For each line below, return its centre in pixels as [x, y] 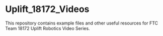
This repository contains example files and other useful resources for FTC [82, 23]
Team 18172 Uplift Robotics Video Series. [48, 28]
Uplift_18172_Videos [47, 9]
